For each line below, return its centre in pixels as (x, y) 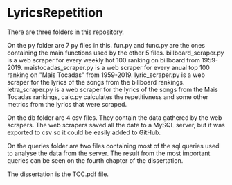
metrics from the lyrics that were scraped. (67, 104)
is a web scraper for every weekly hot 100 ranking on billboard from (104, 60)
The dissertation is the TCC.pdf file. (58, 174)
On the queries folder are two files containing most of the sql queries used (113, 146)
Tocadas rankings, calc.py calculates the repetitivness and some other (108, 97)
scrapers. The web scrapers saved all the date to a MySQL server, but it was (116, 125)
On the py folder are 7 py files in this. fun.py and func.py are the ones (106, 45)
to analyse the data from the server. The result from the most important (109, 153)
